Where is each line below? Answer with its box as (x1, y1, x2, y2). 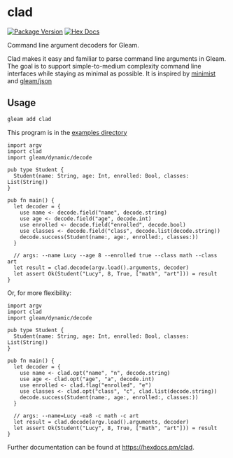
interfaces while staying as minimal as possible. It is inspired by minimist (7, 69, 216, 78)
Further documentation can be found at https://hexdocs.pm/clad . (7, 443, 195, 451)
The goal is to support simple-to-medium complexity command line (7, 62, 202, 70)
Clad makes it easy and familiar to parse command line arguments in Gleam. (7, 54, 227, 63)
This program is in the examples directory (7, 128, 127, 136)
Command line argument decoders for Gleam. (7, 41, 140, 49)
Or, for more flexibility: (7, 288, 72, 297)
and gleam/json (7, 76, 52, 85)
